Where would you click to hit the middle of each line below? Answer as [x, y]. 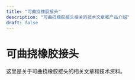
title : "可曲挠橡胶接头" [33, 12]
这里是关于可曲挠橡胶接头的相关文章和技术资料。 [66, 71]
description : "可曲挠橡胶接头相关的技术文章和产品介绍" [68, 17]
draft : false [22, 23]
